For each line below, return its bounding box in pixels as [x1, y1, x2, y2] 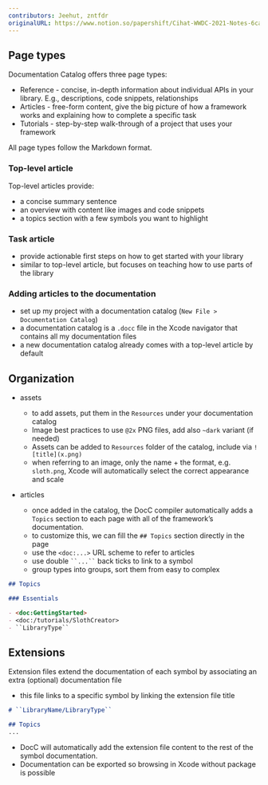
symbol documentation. [19, 751, 98, 760]
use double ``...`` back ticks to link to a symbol [31, 556, 193, 566]
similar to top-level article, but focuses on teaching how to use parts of [19, 260, 253, 269]
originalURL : [8, 19, 52, 27]
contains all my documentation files [19, 332, 137, 341]
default [19, 348, 44, 359]
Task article [8, 233, 55, 244]
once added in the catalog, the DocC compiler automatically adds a [31, 505, 254, 515]
